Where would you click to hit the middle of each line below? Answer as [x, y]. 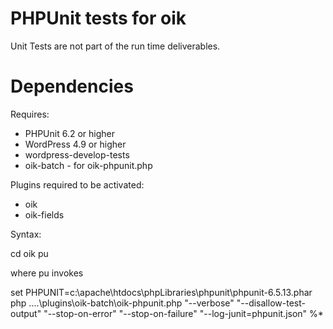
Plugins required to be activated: [77, 184]
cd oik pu [29, 253]
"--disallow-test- [271, 303]
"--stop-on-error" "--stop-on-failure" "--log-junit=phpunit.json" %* [183, 313]
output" [26, 313]
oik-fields [44, 214]
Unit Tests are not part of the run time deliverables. [115, 46]
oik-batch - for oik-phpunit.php [88, 165]
